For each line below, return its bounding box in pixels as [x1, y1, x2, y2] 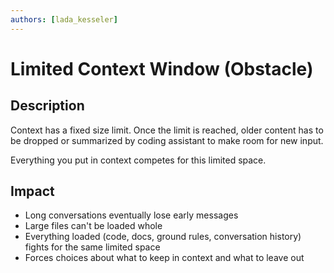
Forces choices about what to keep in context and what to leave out [24, 252, 305, 264]
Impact [10, 183, 55, 200]
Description [10, 97, 85, 115]
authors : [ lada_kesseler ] [10, 14, 118, 25]
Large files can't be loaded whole [24, 220, 163, 232]
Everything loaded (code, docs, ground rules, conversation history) [24, 231, 302, 243]
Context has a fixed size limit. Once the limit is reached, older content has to [10, 124, 324, 136]
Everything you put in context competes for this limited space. [10, 154, 267, 166]
